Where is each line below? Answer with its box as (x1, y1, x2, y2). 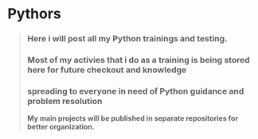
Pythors (7, 5, 61, 23)
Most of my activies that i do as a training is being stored (26, 55, 250, 66)
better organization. (26, 122, 95, 132)
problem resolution (26, 95, 103, 106)
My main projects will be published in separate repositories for (26, 114, 239, 123)
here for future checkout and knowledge (26, 64, 187, 75)
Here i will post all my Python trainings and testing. (26, 33, 228, 44)
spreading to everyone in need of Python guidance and (26, 85, 244, 96)
